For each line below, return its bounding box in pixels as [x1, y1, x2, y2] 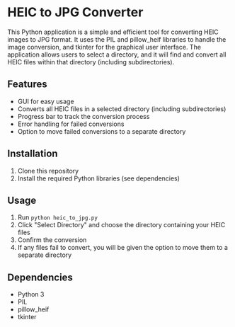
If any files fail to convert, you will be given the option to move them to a [17, 243, 229, 252]
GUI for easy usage [17, 97, 74, 105]
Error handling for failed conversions [17, 120, 125, 128]
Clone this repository [17, 166, 79, 175]
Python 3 [17, 290, 45, 299]
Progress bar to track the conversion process [17, 112, 150, 120]
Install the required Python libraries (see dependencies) [17, 174, 180, 183]
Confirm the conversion [17, 236, 87, 244]
